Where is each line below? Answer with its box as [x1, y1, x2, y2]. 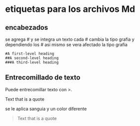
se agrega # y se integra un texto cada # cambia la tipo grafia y [5, 36, 135, 42]
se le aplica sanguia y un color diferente [5, 106, 87, 112]
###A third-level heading [5, 60, 59, 65]
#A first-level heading [5, 51, 55, 56]
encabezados [5, 23, 48, 32]
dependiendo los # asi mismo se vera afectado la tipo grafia [5, 42, 128, 48]
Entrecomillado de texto [5, 73, 80, 82]
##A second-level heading [5, 56, 59, 61]
